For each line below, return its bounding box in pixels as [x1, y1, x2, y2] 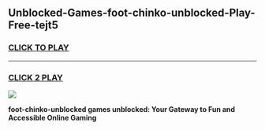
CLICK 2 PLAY [8, 72, 63, 83]
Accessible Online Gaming [8, 113, 97, 122]
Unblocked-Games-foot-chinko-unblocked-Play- [8, 6, 256, 20]
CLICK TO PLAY [8, 43, 69, 54]
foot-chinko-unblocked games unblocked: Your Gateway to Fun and [8, 104, 235, 113]
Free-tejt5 [8, 19, 59, 32]
